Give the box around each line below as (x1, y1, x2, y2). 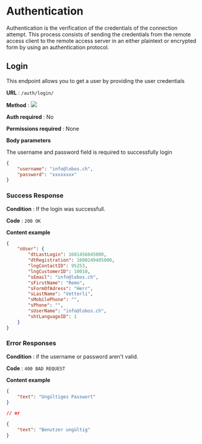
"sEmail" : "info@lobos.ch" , (28, 274, 99, 280)
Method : (6, 101, 30, 108)
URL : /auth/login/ (6, 89, 54, 96)
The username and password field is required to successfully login (6, 148, 172, 156)
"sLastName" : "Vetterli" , (28, 291, 94, 297)
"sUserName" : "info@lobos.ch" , (28, 308, 107, 314)
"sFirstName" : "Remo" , (28, 280, 85, 286)
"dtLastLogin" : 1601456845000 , (28, 251, 107, 258)
